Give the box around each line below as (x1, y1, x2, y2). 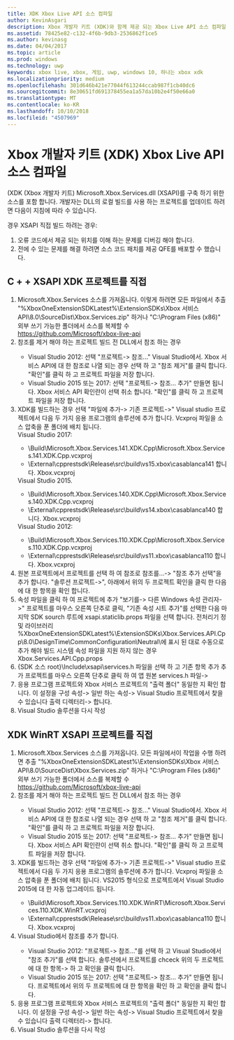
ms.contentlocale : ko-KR (7, 101, 80, 108)
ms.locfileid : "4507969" (7, 114, 80, 121)
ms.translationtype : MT (7, 95, 77, 102)
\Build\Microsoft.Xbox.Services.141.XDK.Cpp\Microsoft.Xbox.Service (27, 444, 226, 453)
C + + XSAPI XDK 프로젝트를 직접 (7, 276, 147, 287)
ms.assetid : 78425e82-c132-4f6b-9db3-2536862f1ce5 (7, 29, 158, 37)
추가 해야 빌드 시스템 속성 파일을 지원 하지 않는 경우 (17, 646, 157, 655)
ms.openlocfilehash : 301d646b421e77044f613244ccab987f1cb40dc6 (7, 82, 196, 89)
